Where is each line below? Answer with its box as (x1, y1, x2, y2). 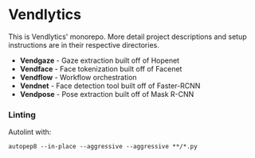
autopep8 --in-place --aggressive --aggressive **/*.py (8, 143, 198, 151)
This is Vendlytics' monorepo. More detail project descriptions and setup (8, 32, 247, 41)
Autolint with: (8, 127, 52, 137)
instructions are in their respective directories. (8, 40, 159, 49)
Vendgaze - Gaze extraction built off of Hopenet (19, 56, 180, 65)
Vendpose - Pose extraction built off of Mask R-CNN (19, 89, 194, 98)
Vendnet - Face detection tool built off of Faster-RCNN (19, 81, 201, 91)
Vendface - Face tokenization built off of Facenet (19, 64, 182, 73)
